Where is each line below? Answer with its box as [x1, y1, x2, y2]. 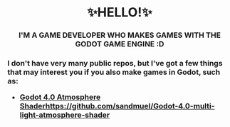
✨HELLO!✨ [87, 4, 152, 21]
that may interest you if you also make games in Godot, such [7, 67, 221, 77]
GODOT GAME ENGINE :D [75, 39, 164, 49]
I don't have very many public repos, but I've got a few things [7, 59, 223, 68]
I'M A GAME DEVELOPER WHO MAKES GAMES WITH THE [19, 30, 221, 40]
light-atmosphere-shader [19, 110, 110, 120]
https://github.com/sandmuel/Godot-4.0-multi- [45, 101, 215, 111]
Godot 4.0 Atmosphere [19, 92, 101, 102]
